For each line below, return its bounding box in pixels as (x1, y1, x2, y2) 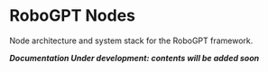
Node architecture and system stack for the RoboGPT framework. (9, 35, 254, 46)
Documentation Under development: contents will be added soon (9, 52, 260, 63)
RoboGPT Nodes (9, 5, 136, 26)
